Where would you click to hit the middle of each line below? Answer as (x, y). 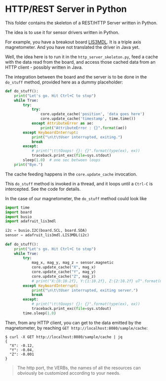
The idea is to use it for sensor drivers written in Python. (62, 32)
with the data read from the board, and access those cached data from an (80, 62)
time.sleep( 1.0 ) (40, 313)
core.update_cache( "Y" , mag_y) (64, 272)
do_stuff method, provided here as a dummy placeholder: (64, 82)
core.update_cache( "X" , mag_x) (64, 267)
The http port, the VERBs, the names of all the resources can (79, 368)
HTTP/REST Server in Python (66, 9)
